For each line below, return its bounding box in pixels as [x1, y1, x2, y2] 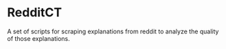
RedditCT [7, 5, 63, 20]
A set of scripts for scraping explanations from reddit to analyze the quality [7, 27, 219, 35]
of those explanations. [7, 34, 70, 42]
